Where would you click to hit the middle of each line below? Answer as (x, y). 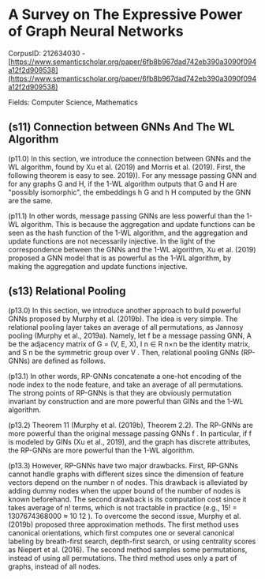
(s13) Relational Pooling (67, 291)
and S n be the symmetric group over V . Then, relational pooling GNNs (123, 352)
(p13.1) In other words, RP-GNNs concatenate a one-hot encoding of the (125, 376)
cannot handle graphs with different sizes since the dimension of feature (126, 474)
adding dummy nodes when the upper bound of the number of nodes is (125, 490)
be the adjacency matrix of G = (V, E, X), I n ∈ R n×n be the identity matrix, (129, 344)
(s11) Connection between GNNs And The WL (121, 127)
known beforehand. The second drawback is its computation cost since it (127, 499)
